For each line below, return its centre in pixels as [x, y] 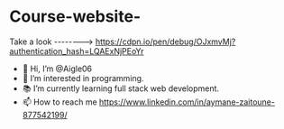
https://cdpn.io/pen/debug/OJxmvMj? [165, 41]
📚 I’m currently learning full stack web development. [120, 88]
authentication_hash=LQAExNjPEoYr [77, 51]
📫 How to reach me [60, 102]
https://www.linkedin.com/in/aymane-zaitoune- [187, 102]
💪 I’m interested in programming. [83, 78]
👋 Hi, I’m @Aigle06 [57, 69]
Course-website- [75, 17]
